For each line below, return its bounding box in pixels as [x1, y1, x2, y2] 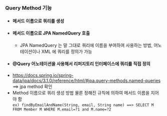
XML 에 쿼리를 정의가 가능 [41, 48, 92, 54]
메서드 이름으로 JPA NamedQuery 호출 [12, 30, 90, 36]
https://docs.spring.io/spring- [12, 72, 74, 78]
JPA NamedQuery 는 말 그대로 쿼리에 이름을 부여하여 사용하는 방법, [19, 42, 153, 48]
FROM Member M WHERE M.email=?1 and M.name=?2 [12, 106, 111, 112]
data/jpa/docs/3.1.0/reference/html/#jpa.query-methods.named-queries [12, 77, 161, 83]
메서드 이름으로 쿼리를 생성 [12, 17, 64, 23]
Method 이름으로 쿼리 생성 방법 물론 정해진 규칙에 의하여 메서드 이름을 [12, 89, 150, 95]
